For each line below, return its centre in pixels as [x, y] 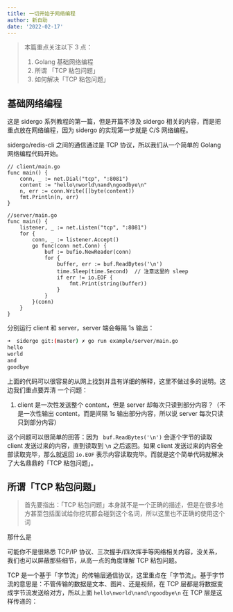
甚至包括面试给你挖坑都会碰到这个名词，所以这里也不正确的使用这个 [128, 514]
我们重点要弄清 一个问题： [50, 389]
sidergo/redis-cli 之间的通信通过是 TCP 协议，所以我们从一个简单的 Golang [114, 145]
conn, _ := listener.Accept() [76, 240]
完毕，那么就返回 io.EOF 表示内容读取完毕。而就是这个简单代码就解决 [124, 454]
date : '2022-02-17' [35, 26]
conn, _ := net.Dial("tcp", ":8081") [74, 179]
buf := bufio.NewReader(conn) [88, 252]
